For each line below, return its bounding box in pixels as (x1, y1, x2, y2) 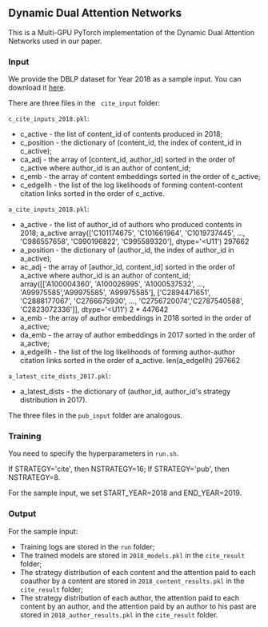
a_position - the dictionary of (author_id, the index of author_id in (19, 246, 234, 255)
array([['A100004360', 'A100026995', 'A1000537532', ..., (19, 279, 206, 289)
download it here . (8, 83, 66, 93)
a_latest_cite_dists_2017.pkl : (8, 371, 111, 381)
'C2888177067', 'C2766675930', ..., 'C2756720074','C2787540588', (19, 296, 244, 306)
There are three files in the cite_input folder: (8, 98, 161, 108)
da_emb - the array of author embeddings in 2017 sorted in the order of (19, 330, 256, 340)
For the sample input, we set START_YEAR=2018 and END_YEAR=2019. (8, 488, 242, 498)
